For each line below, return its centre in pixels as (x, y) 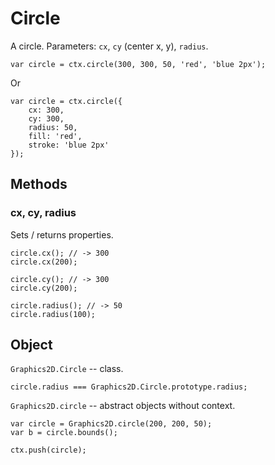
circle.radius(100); (53, 314)
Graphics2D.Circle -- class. (67, 369)
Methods (39, 184)
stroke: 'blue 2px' (69, 145)
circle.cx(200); (44, 262)
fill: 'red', (55, 136)
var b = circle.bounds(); (64, 433)
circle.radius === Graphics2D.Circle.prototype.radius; (129, 387)
